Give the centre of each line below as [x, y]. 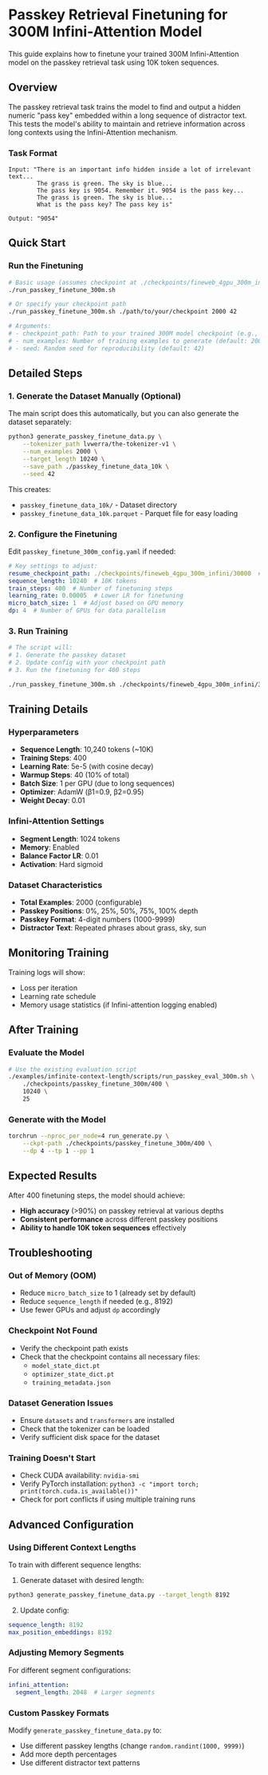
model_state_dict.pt [66, 1365]
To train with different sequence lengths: [75, 1565]
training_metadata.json [71, 1383]
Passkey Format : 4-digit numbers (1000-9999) [97, 919]
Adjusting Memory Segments [67, 1653]
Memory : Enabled [49, 847]
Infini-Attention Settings [56, 822]
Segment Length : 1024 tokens [70, 838]
